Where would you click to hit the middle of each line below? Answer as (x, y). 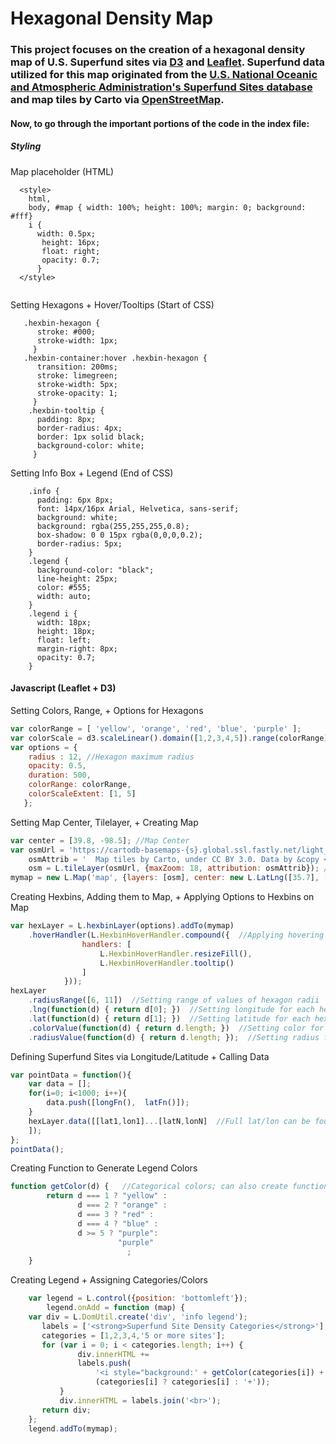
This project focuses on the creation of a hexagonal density (158, 50)
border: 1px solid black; (90, 437)
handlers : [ (106, 944)
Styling (26, 146)
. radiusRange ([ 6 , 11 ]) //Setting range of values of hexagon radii (174, 1000)
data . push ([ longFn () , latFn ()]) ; (118, 1103)
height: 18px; (66, 631)
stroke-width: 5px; (77, 384)
